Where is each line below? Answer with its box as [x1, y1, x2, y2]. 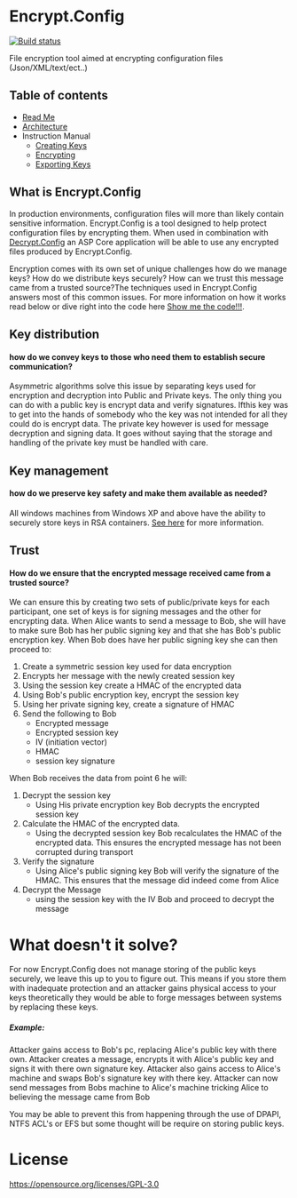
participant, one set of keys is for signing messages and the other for [9, 606, 262, 617]
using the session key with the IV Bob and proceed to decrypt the [35, 894, 275, 905]
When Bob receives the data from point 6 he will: [9, 773, 188, 784]
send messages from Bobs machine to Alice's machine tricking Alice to [9, 1082, 269, 1093]
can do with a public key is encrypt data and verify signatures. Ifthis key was [9, 400, 289, 411]
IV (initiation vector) [35, 737, 108, 747]
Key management [9, 463, 109, 478]
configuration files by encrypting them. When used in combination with [9, 227, 269, 237]
